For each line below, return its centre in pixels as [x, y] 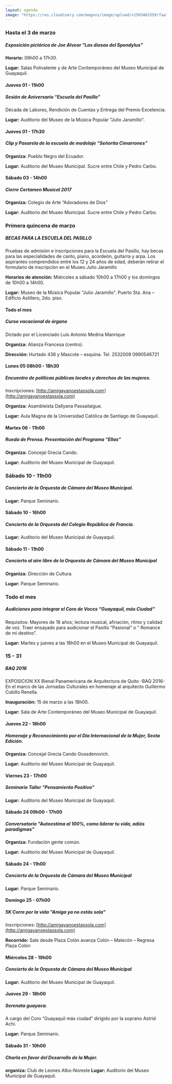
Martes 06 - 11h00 [25, 428]
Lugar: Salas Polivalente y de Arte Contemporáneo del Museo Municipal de [85, 68]
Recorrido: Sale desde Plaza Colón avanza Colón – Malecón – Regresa [80, 940]
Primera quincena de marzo [40, 225]
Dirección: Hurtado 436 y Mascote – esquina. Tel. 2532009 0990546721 [82, 354]
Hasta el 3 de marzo [30, 33]
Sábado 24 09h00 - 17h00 [34, 812]
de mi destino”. [21, 633]
